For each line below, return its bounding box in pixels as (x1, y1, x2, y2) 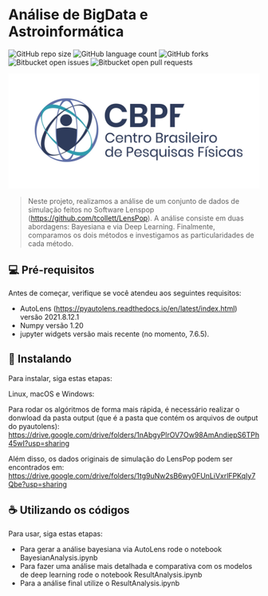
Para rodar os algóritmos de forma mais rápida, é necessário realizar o (8, 404, 240, 414)
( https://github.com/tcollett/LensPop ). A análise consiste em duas (27, 213, 245, 223)
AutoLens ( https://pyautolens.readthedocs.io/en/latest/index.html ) (19, 304, 238, 313)
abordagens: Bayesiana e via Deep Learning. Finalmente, (27, 222, 215, 232)
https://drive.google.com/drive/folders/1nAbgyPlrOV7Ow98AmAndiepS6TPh (8, 430, 260, 439)
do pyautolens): (8, 421, 60, 431)
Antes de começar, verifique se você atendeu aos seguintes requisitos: (8, 288, 242, 298)
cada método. (27, 239, 74, 248)
